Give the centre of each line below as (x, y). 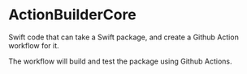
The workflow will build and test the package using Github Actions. (120, 61)
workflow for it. (34, 45)
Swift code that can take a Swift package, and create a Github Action (124, 37)
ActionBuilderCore (72, 15)
